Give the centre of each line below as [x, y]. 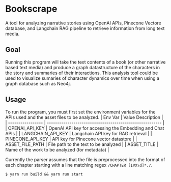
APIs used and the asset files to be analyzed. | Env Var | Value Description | [84, 117]
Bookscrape [31, 9]
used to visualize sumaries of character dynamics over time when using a [82, 78]
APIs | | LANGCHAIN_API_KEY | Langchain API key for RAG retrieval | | [79, 133]
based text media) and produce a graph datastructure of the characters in [83, 67]
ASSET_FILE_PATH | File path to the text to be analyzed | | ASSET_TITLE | [82, 144]
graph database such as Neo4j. [38, 83]
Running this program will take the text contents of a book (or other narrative [86, 62]
